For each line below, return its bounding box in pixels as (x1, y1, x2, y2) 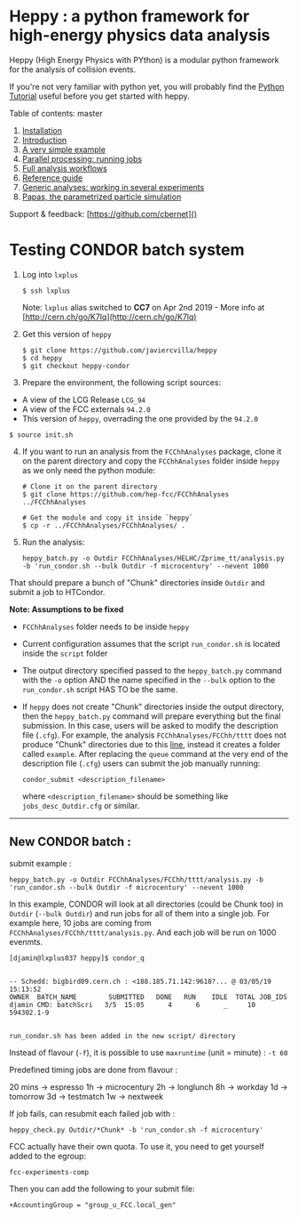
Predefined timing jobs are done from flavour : (9, 1064, 178, 1075)
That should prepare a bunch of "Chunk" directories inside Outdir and (9, 577, 265, 588)
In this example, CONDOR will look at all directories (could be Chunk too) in (9, 899, 284, 909)
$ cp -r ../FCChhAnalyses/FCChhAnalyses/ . (21, 520, 186, 530)
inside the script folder (21, 648, 108, 658)
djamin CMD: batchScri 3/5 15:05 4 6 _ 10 (9, 1000, 255, 1009)
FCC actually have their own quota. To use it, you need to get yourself (9, 1141, 264, 1151)
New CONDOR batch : (9, 835, 131, 850)
